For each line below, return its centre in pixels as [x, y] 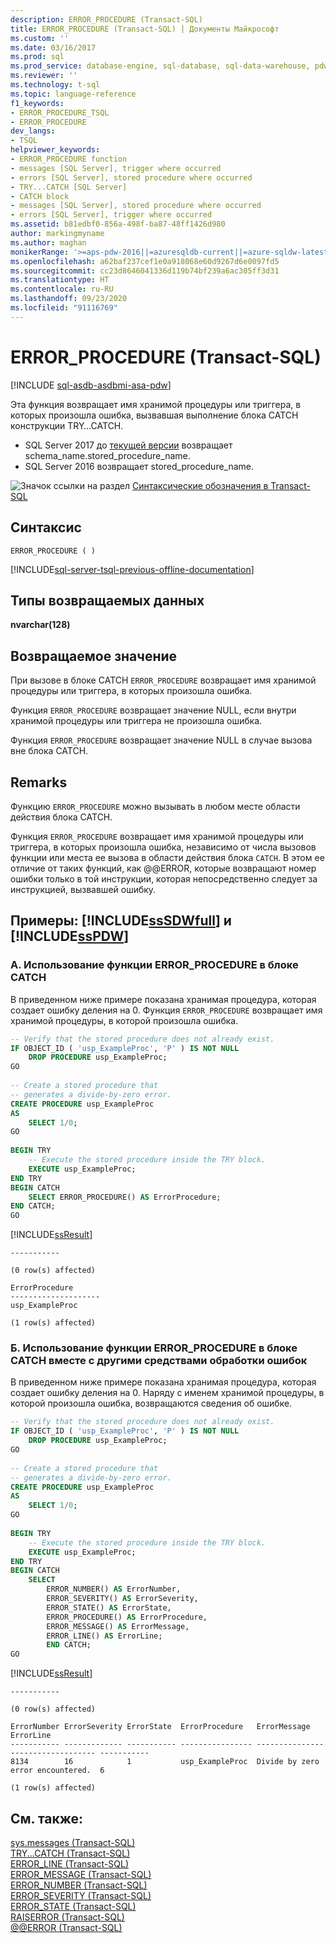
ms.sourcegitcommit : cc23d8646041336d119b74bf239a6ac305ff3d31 [145, 271]
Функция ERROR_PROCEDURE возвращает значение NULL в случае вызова [161, 740]
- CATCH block [40, 196]
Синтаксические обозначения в [200, 485]
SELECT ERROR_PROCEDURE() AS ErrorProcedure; [125, 1197]
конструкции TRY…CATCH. [67, 425]
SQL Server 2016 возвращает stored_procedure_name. [139, 466]
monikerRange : [40, 252]
